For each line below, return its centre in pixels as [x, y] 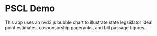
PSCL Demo [30, 9]
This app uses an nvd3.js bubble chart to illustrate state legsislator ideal [79, 22]
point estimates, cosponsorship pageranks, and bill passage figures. [75, 27]
